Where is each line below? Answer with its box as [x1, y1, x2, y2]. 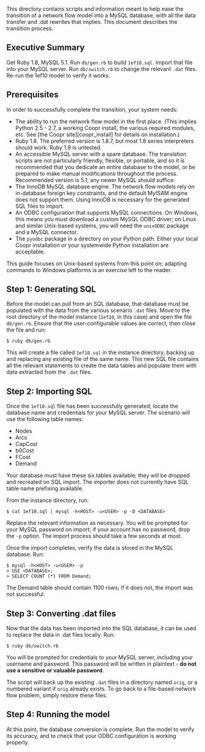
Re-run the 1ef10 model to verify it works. [6, 72, 110, 79]
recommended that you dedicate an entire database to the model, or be [15, 163, 196, 170]
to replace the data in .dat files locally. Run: [6, 631, 115, 639]
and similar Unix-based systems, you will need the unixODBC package [15, 222, 189, 229]
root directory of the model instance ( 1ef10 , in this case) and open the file [6, 313, 192, 321]
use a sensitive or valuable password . [6, 667, 105, 674]
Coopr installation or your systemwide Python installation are [15, 241, 169, 249]
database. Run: [6, 551, 45, 558]
